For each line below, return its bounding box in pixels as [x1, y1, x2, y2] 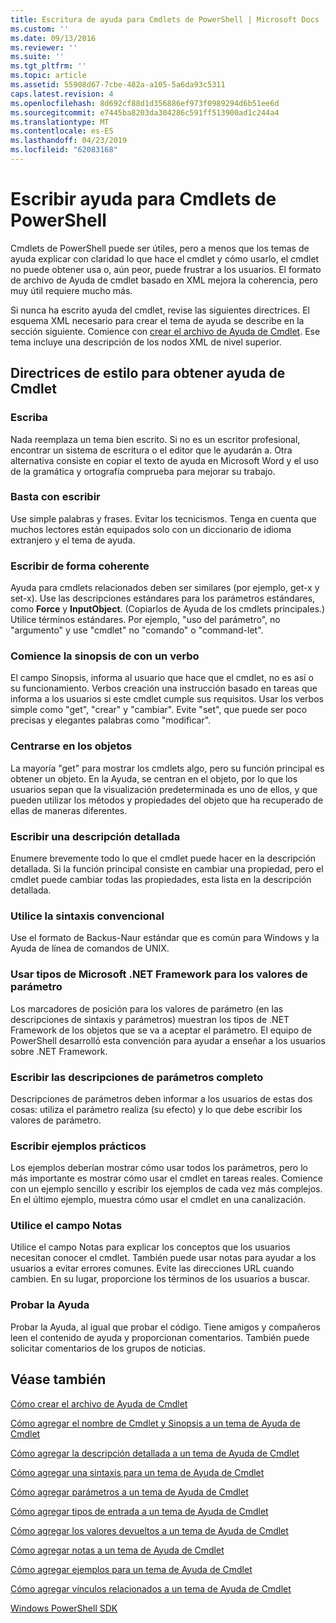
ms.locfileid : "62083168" [10, 145, 118, 155]
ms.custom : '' [10, 24, 70, 34]
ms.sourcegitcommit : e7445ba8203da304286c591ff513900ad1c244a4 [10, 107, 280, 118]
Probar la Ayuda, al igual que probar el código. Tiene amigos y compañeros [10, 1321, 321, 1333]
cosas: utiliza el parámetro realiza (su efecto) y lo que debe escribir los [10, 1103, 303, 1115]
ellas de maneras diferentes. [10, 804, 128, 816]
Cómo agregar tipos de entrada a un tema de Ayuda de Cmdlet [10, 1505, 269, 1517]
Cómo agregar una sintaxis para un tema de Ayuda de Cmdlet [10, 1466, 265, 1478]
